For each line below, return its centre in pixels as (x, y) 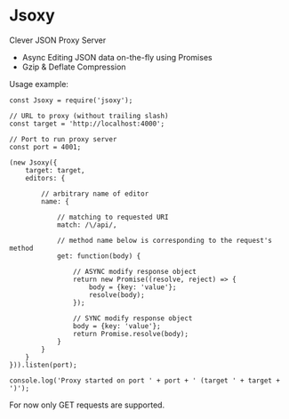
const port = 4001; (45, 147)
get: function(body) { (99, 256)
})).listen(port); (43, 365)
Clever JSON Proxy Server (58, 40)
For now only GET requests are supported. (87, 405)
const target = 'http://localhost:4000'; (87, 124)
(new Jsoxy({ (33, 162)
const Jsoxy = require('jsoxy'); (71, 100)
